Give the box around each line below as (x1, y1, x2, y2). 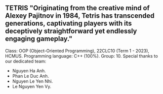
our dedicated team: (5, 58, 46, 64)
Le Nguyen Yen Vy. (12, 83, 51, 89)
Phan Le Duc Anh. (12, 73, 49, 79)
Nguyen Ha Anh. (12, 67, 46, 73)
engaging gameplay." (5, 34, 73, 43)
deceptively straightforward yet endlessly (5, 27, 137, 35)
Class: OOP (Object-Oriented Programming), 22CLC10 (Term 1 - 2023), (5, 48, 150, 54)
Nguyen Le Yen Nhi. (12, 78, 53, 84)
